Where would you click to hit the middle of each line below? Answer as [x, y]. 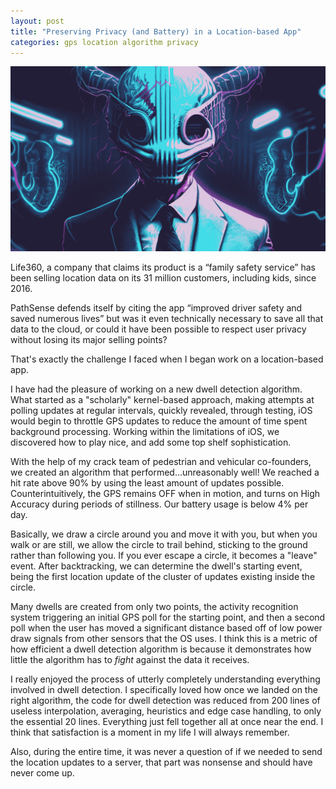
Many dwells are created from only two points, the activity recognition [154, 606]
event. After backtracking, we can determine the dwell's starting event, [156, 566]
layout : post [37, 21]
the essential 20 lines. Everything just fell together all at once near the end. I [167, 721]
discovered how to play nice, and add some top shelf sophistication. [151, 442]
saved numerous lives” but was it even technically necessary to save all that [167, 318]
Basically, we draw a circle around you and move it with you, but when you [164, 534]
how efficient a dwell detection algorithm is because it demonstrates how [161, 649]
